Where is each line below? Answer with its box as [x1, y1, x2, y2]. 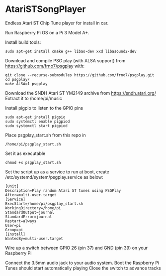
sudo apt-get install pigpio [5, 115, 66, 120]
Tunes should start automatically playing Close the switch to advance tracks [5, 265, 162, 271]
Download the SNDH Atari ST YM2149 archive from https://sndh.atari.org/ [5, 90, 157, 96]
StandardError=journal [5, 214, 52, 219]
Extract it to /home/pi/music [5, 95, 62, 101]
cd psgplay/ [5, 77, 30, 82]
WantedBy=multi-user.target [5, 236, 64, 241]
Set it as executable [5, 150, 46, 156]
